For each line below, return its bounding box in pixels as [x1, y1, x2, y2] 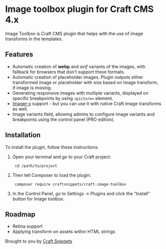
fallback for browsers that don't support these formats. [12, 69, 125, 75]
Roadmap [5, 210, 36, 219]
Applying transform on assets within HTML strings [12, 229, 115, 235]
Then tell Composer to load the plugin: [12, 172, 91, 178]
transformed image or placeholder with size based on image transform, [12, 79, 159, 85]
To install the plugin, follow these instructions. [5, 144, 99, 150]
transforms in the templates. [5, 36, 63, 42]
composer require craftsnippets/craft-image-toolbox [14, 182, 126, 187]
